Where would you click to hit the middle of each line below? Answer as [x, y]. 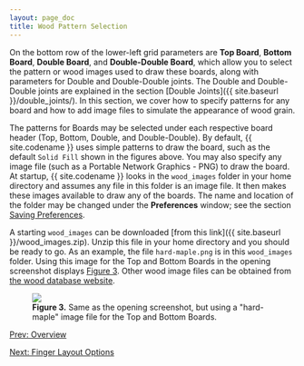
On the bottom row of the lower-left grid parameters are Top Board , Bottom [151, 52]
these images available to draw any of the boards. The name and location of [152, 195]
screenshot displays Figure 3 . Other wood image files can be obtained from [151, 271]
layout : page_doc [42, 18]
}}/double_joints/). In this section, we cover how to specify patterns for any [150, 100]
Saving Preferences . [47, 214]
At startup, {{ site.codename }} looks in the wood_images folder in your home [151, 176]
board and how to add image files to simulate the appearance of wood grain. [152, 110]
